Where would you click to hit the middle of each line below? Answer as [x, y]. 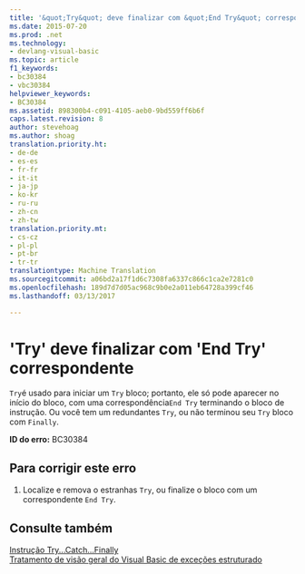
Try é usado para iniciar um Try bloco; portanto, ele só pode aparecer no [144, 393]
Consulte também [61, 528]
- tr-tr [24, 263]
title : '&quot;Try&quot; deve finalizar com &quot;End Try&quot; [135, 18]
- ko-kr [24, 195]
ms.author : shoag [42, 136]
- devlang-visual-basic [54, 52]
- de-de [24, 152]
